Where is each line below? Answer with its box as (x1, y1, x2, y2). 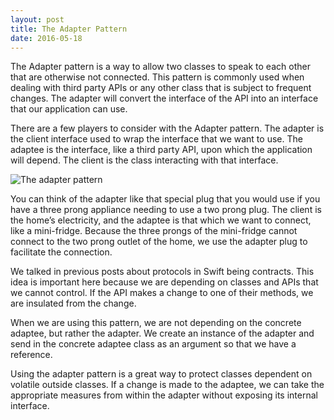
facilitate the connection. (10, 246, 113, 258)
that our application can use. (10, 103, 128, 115)
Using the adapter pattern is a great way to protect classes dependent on (10, 368, 313, 380)
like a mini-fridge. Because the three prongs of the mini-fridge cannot (10, 225, 298, 237)
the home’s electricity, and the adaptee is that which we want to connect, (10, 214, 312, 226)
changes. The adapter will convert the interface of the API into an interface (10, 92, 319, 105)
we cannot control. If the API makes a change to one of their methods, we (10, 287, 314, 299)
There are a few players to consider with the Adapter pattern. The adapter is (10, 122, 325, 135)
